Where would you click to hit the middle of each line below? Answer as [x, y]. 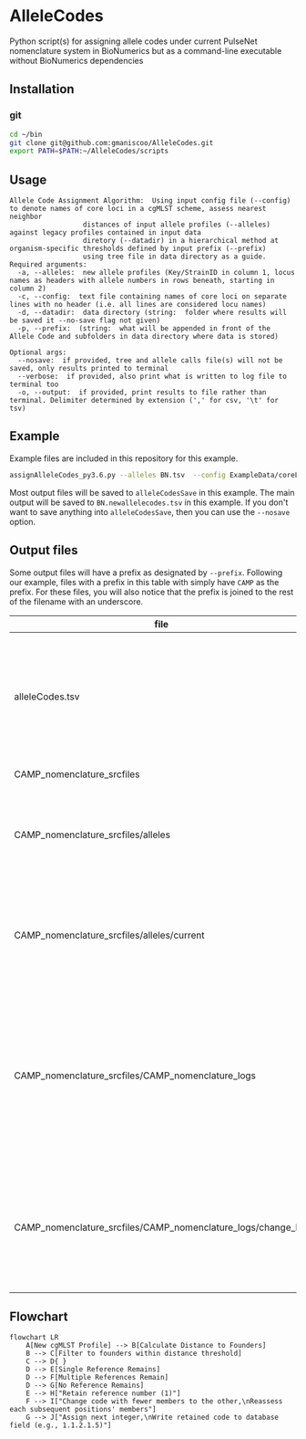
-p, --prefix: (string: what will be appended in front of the [144, 329]
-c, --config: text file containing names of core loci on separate [152, 297]
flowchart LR [34, 1338]
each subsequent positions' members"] [83, 1410]
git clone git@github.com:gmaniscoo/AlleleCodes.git [112, 142]
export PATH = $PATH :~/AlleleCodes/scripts [89, 152]
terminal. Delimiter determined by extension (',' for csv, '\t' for [144, 401]
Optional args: [38, 352]
